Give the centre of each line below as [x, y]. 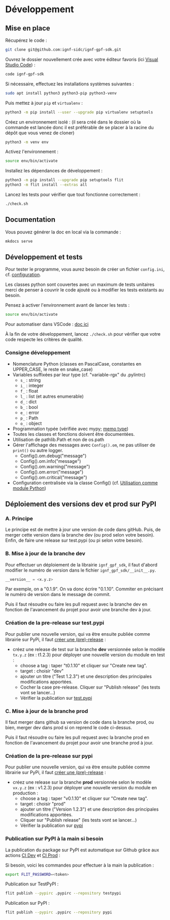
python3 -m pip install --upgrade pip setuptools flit [64, 180]
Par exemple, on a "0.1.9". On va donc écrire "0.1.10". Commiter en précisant [84, 589]
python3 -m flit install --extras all [46, 185]
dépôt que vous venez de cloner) [40, 133]
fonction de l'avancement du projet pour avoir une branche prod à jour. [79, 743]
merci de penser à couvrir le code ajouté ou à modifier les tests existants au [84, 290]
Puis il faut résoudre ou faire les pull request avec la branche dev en [76, 604]
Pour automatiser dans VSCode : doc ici [47, 324]
